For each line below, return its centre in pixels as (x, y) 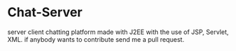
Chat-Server (45, 12)
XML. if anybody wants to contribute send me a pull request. (96, 39)
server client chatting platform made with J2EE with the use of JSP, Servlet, (118, 32)
